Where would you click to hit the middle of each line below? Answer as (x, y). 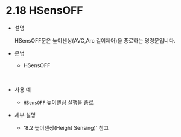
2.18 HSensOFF (44, 11)
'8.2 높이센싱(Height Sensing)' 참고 (66, 127)
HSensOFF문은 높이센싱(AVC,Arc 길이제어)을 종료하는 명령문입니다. (95, 40)
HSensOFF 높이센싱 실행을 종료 (59, 102)
